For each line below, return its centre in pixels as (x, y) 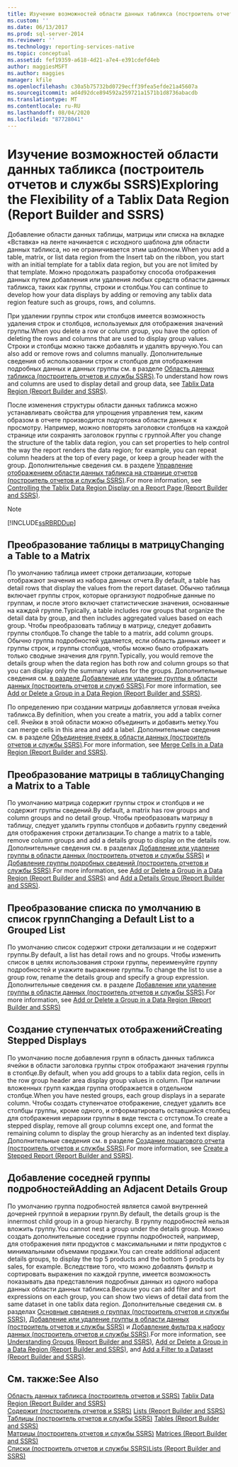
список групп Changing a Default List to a (101, 919)
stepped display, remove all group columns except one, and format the (110, 1125)
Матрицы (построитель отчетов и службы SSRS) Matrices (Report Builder (117, 1434)
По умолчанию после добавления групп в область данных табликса (111, 1057)
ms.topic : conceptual (39, 54)
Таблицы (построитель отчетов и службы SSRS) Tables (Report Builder (113, 1419)
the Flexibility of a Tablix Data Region (118, 199)
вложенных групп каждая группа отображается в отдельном (100, 1088)
